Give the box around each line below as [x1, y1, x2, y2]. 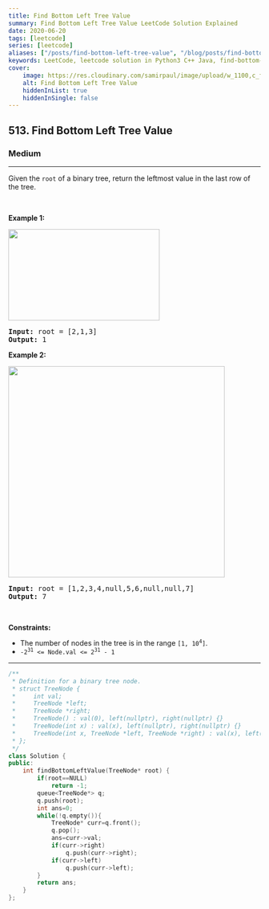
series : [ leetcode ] [8, 42, 74, 50]
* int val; [11, 692, 62, 700]
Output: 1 [8, 335, 46, 344]
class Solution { [8, 752, 66, 760]
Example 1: [8, 213, 46, 222]
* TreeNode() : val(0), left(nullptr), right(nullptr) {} [11, 715, 224, 723]
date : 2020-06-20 [8, 26, 66, 35]
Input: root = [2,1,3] [8, 327, 98, 336]
